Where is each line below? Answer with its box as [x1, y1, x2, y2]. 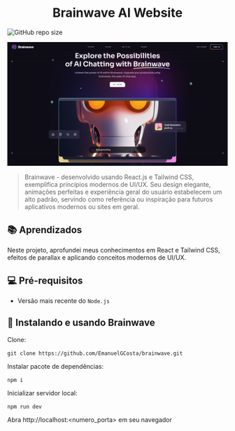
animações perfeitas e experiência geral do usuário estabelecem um [24, 188, 222, 197]
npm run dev [7, 403, 42, 410]
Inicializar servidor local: [7, 388, 78, 397]
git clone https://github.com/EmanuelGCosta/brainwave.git [7, 350, 183, 357]
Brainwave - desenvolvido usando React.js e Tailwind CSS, [24, 173, 194, 181]
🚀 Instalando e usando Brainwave [7, 317, 155, 329]
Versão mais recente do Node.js [17, 297, 110, 305]
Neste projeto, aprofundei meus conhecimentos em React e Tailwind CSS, [7, 246, 220, 255]
